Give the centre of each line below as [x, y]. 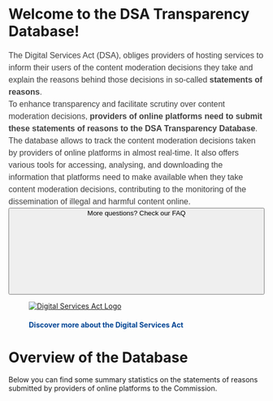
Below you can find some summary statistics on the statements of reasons [133, 380]
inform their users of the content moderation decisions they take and [131, 67]
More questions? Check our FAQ [136, 213]
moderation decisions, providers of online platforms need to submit [135, 116]
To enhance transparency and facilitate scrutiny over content [117, 104]
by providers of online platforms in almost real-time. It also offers [124, 153]
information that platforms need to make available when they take [126, 177]
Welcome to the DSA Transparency [129, 14]
